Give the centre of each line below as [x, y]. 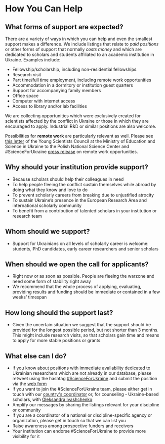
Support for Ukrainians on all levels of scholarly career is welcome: [81, 244]
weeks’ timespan [29, 297]
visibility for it [26, 437]
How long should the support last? [59, 313]
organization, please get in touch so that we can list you [69, 421]
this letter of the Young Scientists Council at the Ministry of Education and [80, 141]
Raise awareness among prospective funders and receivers [73, 426]
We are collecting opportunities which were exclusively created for [73, 116]
